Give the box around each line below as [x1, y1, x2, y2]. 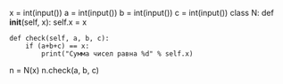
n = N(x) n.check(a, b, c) [9, 65, 100, 75]
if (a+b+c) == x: [25, 42, 90, 50]
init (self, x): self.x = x [9, 17, 87, 27]
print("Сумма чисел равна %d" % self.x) [41, 50, 194, 58]
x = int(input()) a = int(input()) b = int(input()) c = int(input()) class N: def [9, 8, 274, 18]
